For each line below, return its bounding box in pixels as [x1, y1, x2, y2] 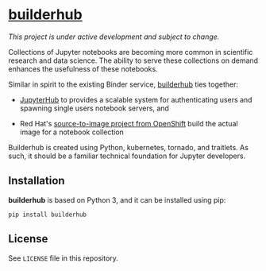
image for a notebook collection [19, 127, 125, 137]
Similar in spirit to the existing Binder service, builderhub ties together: [8, 79, 239, 89]
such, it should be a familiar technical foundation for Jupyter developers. [8, 151, 246, 161]
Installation [8, 174, 65, 188]
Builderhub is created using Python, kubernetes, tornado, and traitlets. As [8, 142, 249, 152]
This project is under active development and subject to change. [8, 32, 220, 41]
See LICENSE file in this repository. [8, 253, 119, 263]
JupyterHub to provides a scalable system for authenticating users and [19, 95, 253, 104]
